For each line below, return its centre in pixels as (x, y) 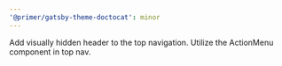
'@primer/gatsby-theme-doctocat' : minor (85, 17)
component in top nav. (50, 51)
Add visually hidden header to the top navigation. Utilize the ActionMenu (141, 42)
